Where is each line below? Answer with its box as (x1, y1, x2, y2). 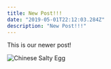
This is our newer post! (7, 41, 72, 49)
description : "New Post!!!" (7, 22, 87, 29)
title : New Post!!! (7, 9, 63, 17)
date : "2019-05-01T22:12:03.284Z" (7, 16, 106, 23)
